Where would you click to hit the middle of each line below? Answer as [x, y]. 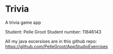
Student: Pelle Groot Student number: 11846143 [53, 32]
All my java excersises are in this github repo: [51, 41]
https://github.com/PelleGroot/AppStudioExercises [56, 46]
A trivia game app [23, 22]
